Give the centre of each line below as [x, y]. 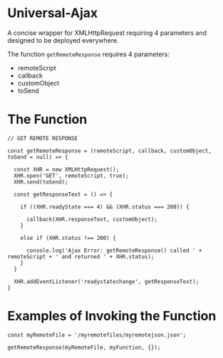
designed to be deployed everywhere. [63, 40]
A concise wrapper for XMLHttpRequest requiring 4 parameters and [107, 33]
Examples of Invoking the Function [112, 316]
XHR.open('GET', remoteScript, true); [72, 176]
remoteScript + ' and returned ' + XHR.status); [81, 257]
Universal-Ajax [53, 13]
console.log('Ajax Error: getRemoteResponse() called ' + [114, 251]
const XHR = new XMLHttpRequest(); [67, 169]
